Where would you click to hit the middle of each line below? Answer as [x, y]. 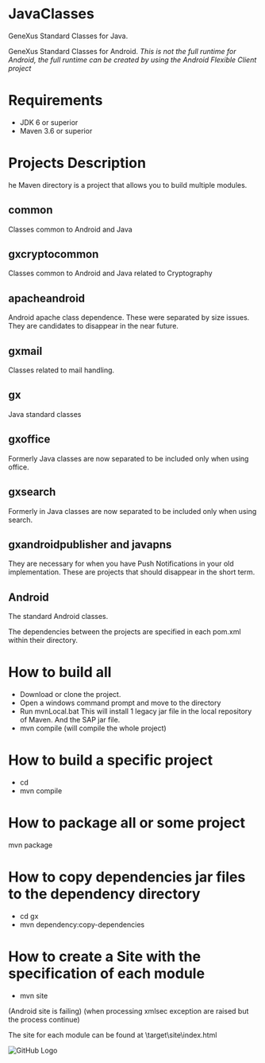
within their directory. [43, 641]
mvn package [31, 845]
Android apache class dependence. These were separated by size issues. [129, 317]
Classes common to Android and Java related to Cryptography [110, 273]
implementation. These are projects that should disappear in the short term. [132, 572]
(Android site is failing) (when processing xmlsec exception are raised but [129, 1010]
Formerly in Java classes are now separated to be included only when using [132, 511]
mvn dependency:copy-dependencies [82, 925]
